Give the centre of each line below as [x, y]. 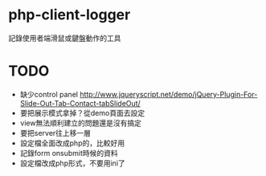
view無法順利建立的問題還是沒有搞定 [81, 123]
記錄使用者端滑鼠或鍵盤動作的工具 [65, 38]
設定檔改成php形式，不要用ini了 [73, 163]
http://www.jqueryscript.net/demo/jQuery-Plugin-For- [169, 94]
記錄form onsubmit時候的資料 [69, 153]
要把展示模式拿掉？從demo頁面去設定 [82, 113]
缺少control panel [49, 94]
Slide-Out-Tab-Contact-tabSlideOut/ [80, 103]
